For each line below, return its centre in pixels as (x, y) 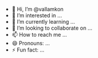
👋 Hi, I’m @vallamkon (38, 9)
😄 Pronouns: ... (31, 43)
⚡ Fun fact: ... (28, 50)
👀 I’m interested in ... (37, 15)
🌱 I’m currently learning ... (43, 22)
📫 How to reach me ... (39, 35)
